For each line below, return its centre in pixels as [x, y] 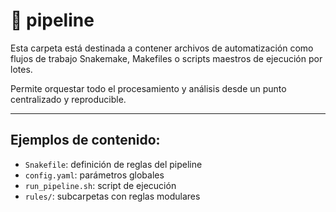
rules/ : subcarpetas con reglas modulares [112, 196]
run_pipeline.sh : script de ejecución [100, 185]
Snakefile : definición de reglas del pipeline [113, 164]
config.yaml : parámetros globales [94, 175]
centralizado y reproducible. [68, 99]
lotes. [21, 69]
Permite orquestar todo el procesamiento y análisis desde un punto [148, 88]
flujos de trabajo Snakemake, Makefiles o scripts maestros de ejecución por [166, 58]
